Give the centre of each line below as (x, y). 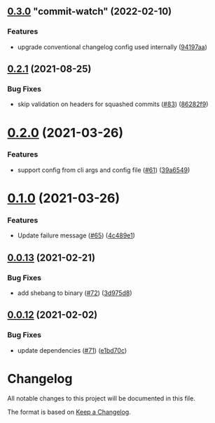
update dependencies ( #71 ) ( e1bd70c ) (72, 350)
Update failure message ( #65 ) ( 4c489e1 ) (76, 235)
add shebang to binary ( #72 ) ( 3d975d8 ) (75, 293)
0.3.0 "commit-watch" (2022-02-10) (90, 12)
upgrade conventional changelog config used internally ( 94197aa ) (112, 47)
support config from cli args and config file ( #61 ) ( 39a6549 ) (104, 170)
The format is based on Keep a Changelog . (69, 412)
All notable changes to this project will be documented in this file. (102, 398)
